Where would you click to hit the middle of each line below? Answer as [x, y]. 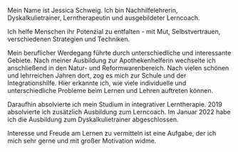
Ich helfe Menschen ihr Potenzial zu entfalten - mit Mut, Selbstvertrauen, [114, 32]
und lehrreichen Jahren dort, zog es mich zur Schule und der [97, 75]
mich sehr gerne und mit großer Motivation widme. [82, 141]
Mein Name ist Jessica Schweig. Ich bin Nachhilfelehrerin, [93, 10]
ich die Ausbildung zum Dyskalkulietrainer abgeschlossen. [93, 119]
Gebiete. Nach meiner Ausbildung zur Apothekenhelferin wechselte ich [112, 60]
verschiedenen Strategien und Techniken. [69, 39]
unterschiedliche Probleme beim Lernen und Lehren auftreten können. [110, 91]
